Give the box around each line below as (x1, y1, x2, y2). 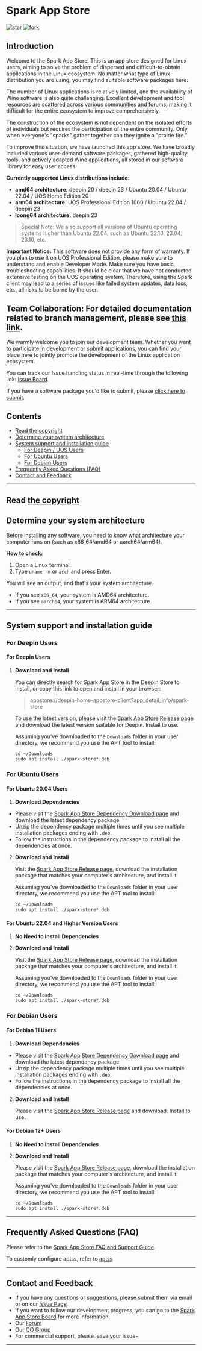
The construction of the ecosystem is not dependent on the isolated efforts (6, 119, 192, 126)
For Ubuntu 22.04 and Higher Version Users (6, 920, 118, 927)
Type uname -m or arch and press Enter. (14, 568, 111, 575)
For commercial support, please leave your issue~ (14, 1332, 139, 1340)
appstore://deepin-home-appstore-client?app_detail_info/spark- (29, 697, 189, 704)
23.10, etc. (20, 236, 47, 243)
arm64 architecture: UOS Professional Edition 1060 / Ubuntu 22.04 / (14, 198, 186, 205)
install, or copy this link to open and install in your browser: (14, 685, 161, 692)
